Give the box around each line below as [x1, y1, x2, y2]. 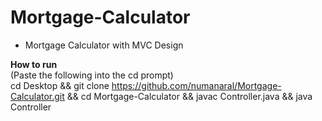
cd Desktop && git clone [10, 79, 110, 91]
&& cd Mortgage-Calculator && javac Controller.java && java [66, 90, 313, 102]
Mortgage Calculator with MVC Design [24, 39, 184, 51]
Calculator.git [10, 90, 65, 102]
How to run [10, 58, 58, 70]
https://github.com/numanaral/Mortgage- [111, 79, 282, 91]
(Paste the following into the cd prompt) [10, 69, 174, 81]
